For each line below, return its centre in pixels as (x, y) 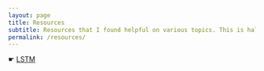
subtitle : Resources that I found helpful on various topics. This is (126, 30)
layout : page (29, 15)
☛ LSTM (22, 59)
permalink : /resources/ (47, 37)
